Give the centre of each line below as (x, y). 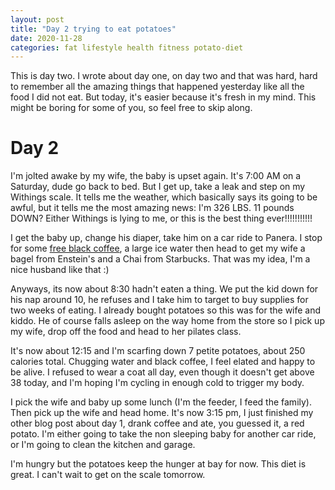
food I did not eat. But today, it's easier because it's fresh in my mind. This (163, 97)
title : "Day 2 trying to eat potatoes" (93, 29)
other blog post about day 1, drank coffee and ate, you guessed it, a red (157, 423)
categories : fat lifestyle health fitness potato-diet (127, 47)
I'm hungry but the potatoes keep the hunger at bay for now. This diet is (158, 464)
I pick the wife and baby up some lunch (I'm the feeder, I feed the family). (161, 402)
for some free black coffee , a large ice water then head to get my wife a (158, 248)
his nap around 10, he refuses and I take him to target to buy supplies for (159, 300)
